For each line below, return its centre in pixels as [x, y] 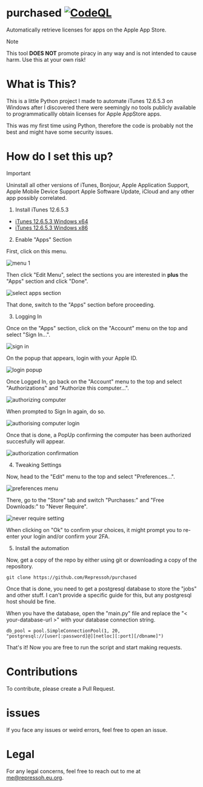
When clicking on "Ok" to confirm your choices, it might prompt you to [94, 530]
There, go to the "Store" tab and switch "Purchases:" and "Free [85, 500]
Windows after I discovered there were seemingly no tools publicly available [101, 107]
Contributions [42, 672]
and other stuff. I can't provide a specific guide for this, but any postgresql [99, 595]
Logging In [28, 316]
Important [18, 173]
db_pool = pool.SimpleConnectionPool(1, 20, [63, 631]
